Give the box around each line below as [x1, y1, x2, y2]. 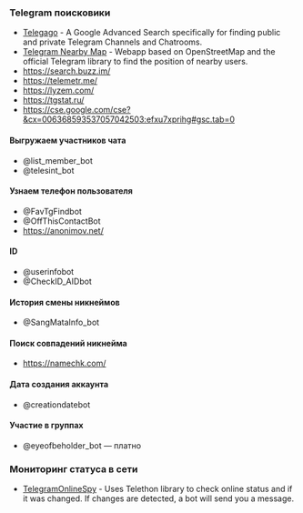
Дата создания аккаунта [9, 378, 109, 389]
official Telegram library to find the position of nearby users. [22, 56, 248, 67]
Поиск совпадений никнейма [9, 337, 127, 348]
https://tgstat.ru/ [22, 95, 85, 106]
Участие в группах [9, 420, 84, 431]
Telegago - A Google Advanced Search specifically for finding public [22, 27, 281, 38]
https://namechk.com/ [22, 357, 106, 369]
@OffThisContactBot [22, 216, 102, 226]
